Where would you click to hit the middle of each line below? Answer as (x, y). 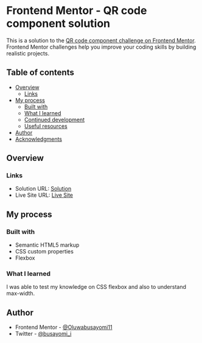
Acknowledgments (39, 139)
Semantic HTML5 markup (47, 245)
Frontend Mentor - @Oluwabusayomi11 (64, 327)
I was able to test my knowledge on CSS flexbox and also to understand (96, 287)
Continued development (54, 119)
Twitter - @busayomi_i (43, 334)
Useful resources (46, 126)
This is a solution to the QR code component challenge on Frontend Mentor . (101, 40)
